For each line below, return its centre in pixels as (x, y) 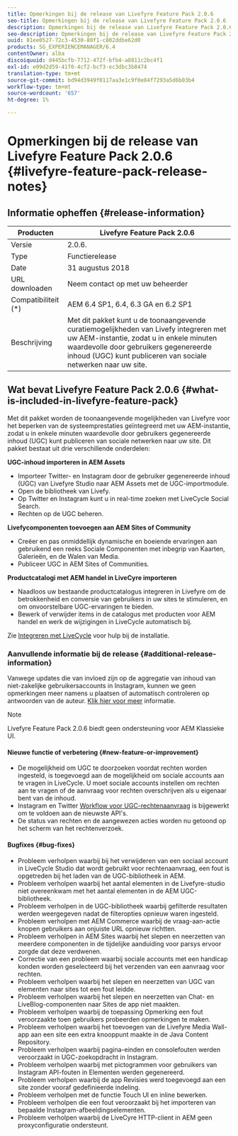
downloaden (32, 288)
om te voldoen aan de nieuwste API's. (73, 813)
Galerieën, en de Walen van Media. (69, 556)
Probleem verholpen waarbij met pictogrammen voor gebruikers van (117, 1064)
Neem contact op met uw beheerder (127, 284)
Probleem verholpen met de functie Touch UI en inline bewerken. (112, 1095)
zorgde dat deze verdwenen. (59, 951)
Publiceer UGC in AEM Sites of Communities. (83, 564)
